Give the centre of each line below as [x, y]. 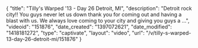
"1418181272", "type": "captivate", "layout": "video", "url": [75, 33]
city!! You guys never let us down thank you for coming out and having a [94, 14]
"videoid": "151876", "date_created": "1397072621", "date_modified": [89, 27]
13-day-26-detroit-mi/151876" [42, 39]
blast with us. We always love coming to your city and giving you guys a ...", [98, 21]
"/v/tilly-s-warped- [169, 33]
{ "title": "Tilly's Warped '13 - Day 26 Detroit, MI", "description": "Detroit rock [99, 8]
